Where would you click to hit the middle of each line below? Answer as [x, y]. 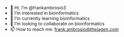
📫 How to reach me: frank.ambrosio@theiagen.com [64, 29]
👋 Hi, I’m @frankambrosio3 [38, 8]
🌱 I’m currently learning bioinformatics [50, 18]
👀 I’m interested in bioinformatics [44, 13]
